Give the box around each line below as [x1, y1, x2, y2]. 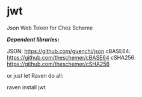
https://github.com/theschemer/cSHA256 [7, 60, 110, 67]
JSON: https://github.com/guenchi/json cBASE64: [7, 47, 131, 55]
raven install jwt [7, 83, 46, 91]
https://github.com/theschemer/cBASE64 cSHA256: [7, 54, 136, 61]
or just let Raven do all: [7, 72, 64, 79]
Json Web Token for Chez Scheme [7, 24, 93, 31]
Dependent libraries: [7, 36, 60, 43]
